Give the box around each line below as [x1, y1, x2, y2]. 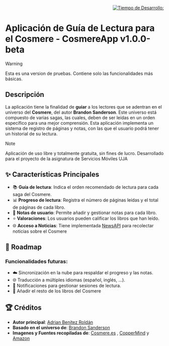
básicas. [5, 76, 23, 82]
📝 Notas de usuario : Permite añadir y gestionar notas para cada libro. [12, 210, 157, 216]
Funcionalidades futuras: [5, 258, 68, 265]
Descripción [5, 90, 44, 99]
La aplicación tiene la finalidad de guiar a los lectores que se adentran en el [5, 104, 162, 110]
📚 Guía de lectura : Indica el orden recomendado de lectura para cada [12, 184, 158, 190]
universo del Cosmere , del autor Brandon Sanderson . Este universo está [5, 109, 157, 115]
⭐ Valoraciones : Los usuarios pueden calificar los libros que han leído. [12, 215, 159, 221]
